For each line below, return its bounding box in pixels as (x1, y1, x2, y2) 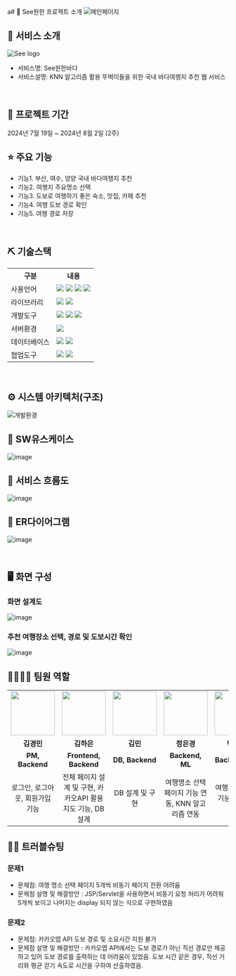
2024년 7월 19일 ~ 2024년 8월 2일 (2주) (7, 129, 119, 137)
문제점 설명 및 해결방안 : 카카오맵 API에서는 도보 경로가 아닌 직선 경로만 (17, 944, 213, 952)
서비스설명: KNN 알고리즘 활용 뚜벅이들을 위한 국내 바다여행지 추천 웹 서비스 (17, 72, 226, 81)
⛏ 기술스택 (7, 245, 52, 257)
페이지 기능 (164, 788, 199, 798)
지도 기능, (63, 804, 93, 814)
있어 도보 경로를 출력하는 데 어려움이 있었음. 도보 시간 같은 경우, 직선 (30, 953, 218, 961)
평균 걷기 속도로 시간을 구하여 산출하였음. (30, 961, 144, 970)
